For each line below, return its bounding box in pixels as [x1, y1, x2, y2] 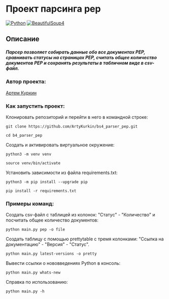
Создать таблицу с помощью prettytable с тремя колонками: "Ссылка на [6, 236, 164, 242]
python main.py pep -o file [6, 227, 65, 232]
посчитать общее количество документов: [6, 217, 98, 223]
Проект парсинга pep [6, 3, 101, 15]
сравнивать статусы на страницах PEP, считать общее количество [6, 54, 157, 60]
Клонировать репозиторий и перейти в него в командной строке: [6, 114, 148, 120]
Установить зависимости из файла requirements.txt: [6, 169, 118, 176]
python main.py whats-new [6, 270, 60, 276]
